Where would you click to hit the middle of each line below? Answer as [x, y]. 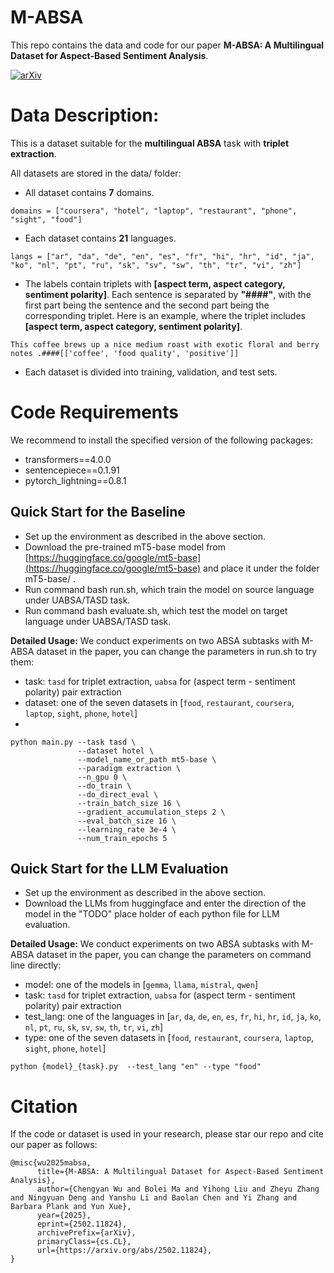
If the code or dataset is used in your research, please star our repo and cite [167, 1134]
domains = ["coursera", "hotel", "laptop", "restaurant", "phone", [154, 211]
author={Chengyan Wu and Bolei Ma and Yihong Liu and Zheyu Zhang [178, 1189]
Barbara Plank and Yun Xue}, [71, 1207]
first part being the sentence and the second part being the [147, 305]
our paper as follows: [54, 1145]
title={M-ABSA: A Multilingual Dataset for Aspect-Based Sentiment [180, 1172]
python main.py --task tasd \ [73, 742]
